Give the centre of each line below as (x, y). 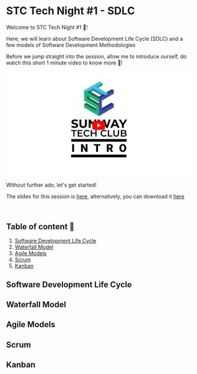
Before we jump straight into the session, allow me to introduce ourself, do (96, 56)
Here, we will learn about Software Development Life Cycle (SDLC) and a (95, 38)
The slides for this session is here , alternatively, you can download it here (95, 197)
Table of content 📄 (40, 227)
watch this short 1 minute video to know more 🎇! (64, 63)
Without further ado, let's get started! (51, 185)
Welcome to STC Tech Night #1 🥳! (47, 27)
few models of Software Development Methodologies (71, 45)
